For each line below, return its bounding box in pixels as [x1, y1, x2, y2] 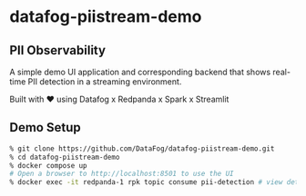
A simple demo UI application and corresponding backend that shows [9, 66, 271, 77]
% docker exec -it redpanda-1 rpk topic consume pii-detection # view [9, 178, 283, 187]
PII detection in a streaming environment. [27, 76, 182, 87]
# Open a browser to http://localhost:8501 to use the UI [9, 170, 234, 179]
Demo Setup [9, 120, 81, 135]
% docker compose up [9, 161, 88, 170]
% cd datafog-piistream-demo [9, 152, 120, 162]
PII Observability [9, 43, 107, 58]
